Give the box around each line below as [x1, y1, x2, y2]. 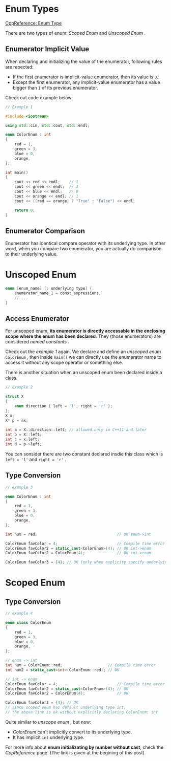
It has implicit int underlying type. [12, 734, 84, 740]
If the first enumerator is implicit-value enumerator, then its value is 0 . [12, 74, 159, 80]
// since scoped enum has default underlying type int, [5, 705, 126, 710]
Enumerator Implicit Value [5, 45, 90, 54]
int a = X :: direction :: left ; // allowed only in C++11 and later [5, 427, 147, 432]
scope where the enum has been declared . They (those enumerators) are [5, 333, 161, 339]
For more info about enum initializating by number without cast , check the [5, 744, 164, 750]
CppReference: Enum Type [5, 20, 62, 26]
